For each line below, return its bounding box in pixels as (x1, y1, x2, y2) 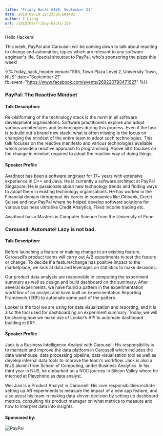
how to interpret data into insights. (5, 403, 74, 409)
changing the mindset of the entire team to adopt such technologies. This (5, 135, 153, 141)
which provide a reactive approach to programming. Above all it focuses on (5, 145, 157, 152)
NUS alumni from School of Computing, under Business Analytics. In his (5, 363, 150, 368)
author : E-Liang (5, 16, 38, 21)
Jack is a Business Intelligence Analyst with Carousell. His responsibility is (5, 342, 154, 347)
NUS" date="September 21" (5, 74, 61, 80)
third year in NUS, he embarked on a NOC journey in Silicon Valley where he (5, 367, 158, 373)
